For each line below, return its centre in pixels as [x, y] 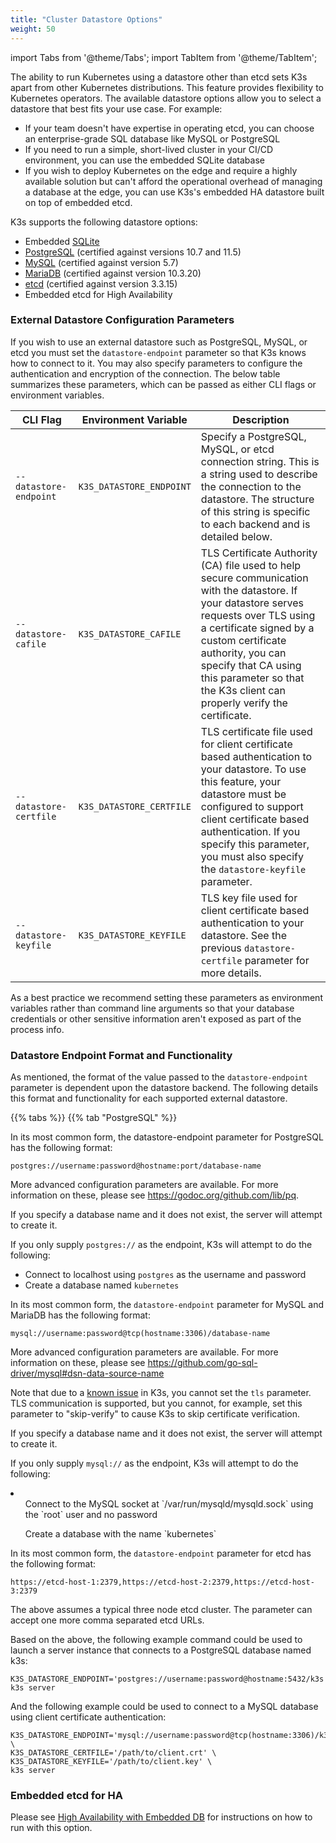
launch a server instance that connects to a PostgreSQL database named [161, 1650]
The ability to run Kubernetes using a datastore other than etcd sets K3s [159, 77]
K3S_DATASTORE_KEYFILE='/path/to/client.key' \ [111, 1762]
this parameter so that [252, 678]
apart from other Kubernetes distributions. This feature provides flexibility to [167, 87]
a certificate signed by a [257, 628]
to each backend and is [255, 524]
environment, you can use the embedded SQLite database [144, 160]
